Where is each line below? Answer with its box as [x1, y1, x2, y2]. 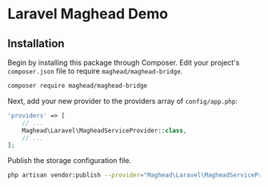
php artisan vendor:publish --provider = [7, 171, 145, 180]
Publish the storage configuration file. [7, 156, 132, 165]
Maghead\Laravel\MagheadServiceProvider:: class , [22, 126, 187, 134]
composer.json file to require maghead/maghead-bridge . [7, 66, 183, 76]
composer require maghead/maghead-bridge [7, 82, 148, 90]
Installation [7, 37, 65, 50]
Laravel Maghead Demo [7, 5, 169, 23]
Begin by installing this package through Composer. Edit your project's [7, 58, 240, 67]
